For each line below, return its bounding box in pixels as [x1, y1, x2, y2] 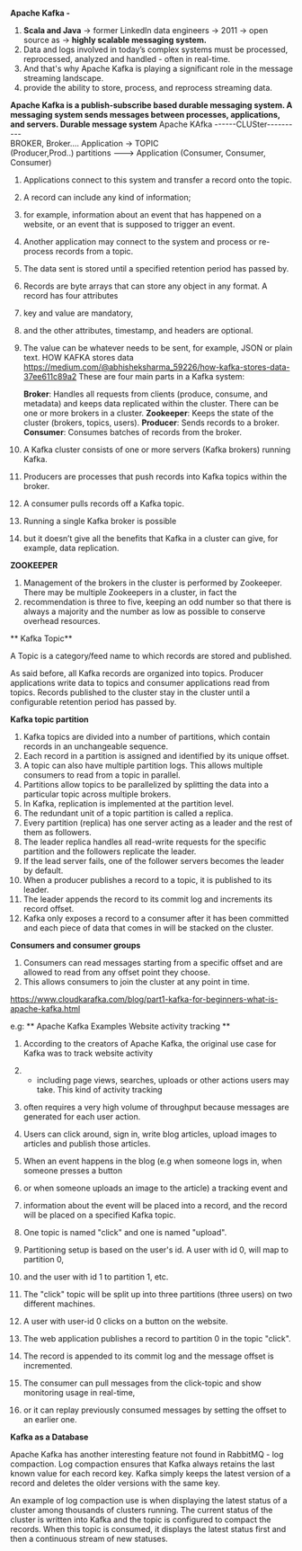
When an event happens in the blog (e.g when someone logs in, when [22, 1155, 282, 1166]
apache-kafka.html [10, 1003, 81, 1014]
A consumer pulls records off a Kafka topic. [22, 498, 185, 509]
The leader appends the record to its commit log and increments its [22, 894, 273, 905]
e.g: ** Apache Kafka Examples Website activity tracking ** [10, 1021, 231, 1031]
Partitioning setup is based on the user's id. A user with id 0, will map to [22, 1244, 289, 1255]
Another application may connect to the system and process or [22, 236, 257, 246]
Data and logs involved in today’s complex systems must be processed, [22, 44, 289, 55]
